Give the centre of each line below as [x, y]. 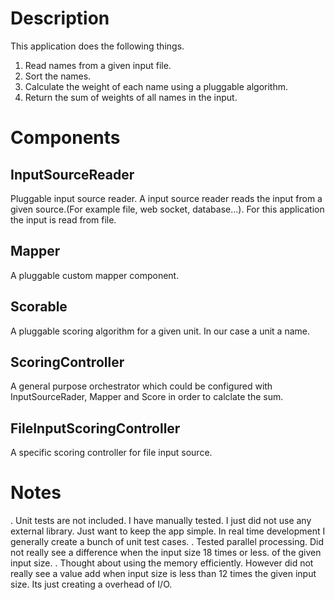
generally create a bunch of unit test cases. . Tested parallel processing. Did [167, 542]
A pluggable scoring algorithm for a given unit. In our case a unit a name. [160, 331]
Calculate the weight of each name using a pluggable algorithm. [156, 86]
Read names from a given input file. [98, 65]
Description [60, 18]
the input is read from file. [63, 219]
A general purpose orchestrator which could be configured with [141, 386]
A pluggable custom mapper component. [95, 275]
